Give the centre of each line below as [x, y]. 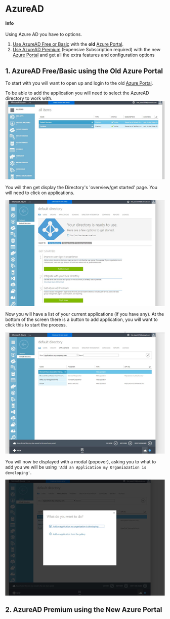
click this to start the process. [36, 325]
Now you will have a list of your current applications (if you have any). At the [85, 314]
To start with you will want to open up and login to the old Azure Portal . [79, 83]
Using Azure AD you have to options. [44, 34]
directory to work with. [29, 98]
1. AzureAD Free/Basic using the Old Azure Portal [84, 71]
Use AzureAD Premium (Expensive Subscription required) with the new [87, 50]
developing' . [18, 472]
